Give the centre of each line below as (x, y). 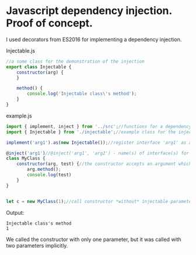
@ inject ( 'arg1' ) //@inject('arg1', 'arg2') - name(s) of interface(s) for (98, 153)
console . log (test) (49, 175)
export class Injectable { (39, 67)
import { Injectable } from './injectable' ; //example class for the (91, 132)
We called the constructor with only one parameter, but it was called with (94, 239)
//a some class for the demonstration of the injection (75, 61)
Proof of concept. (50, 23)
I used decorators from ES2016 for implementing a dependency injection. (94, 39)
